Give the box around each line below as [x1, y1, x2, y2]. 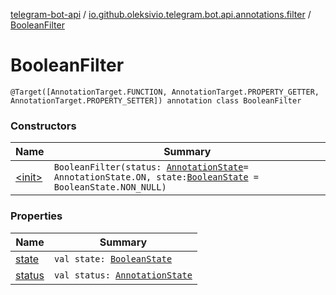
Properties [10, 209, 63, 223]
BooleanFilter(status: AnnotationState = [53, 162, 249, 173]
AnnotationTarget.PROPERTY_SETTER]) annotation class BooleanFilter [10, 95, 302, 106]
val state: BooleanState [53, 253, 173, 264]
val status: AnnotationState [53, 269, 193, 281]
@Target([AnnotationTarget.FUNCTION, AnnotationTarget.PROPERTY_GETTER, [10, 87, 320, 97]
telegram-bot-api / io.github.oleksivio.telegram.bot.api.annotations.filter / [10, 9, 312, 20]
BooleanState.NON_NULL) [53, 182, 167, 193]
